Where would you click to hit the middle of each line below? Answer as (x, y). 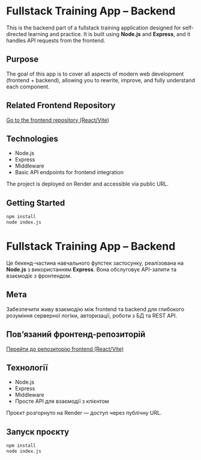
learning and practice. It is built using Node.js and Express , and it (109, 34)
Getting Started (36, 203)
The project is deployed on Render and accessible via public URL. (88, 184)
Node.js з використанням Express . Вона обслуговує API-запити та (91, 269)
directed (16, 34)
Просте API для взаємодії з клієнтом (62, 401)
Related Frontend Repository (61, 105)
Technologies (32, 138)
